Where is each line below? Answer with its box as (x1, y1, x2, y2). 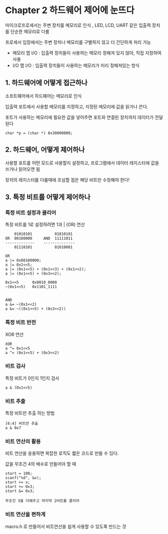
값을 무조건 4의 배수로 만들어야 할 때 (5, 461, 76, 467)
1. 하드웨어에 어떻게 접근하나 (5, 78, 88, 87)
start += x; (5, 480, 30, 485)
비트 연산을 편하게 (5, 511, 46, 518)
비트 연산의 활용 (5, 438, 41, 445)
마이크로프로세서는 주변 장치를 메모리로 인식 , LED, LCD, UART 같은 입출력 (5, 22, 151, 28)
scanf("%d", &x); (5, 476, 42, 481)
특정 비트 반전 (5, 319, 37, 326)
